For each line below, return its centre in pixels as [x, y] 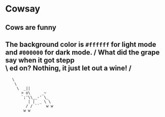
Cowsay [23, 9]
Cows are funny [31, 27]
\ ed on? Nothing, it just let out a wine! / [69, 68]
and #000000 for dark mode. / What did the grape [82, 52]
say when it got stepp [40, 60]
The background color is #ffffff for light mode [81, 44]
